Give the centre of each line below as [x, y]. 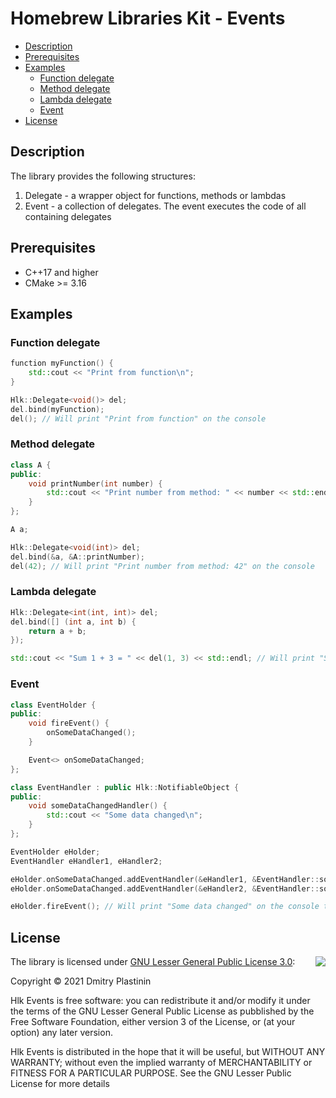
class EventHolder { [53, 705]
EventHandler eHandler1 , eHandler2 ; [86, 861]
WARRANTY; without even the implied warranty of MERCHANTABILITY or [161, 1063]
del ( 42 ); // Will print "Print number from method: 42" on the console [162, 566]
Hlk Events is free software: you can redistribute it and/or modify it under [160, 1001]
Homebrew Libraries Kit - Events [148, 18]
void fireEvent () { [69, 723]
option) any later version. [61, 1033]
